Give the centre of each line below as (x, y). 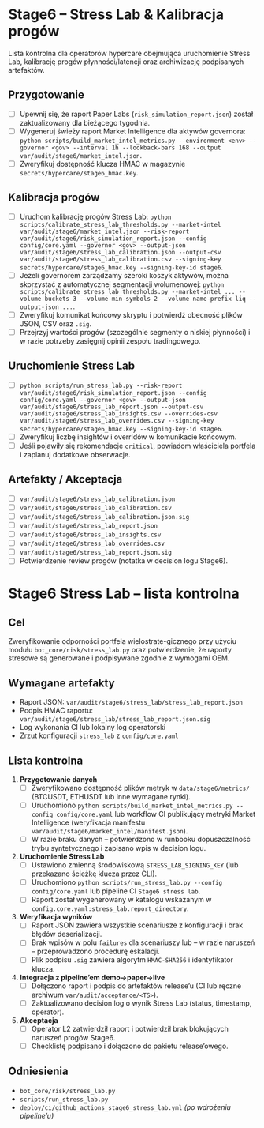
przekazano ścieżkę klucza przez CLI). (94, 874)
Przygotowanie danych (58, 779)
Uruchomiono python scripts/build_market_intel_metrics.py (132, 805)
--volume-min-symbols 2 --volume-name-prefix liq (163, 299)
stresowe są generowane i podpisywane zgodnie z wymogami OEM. (119, 658)
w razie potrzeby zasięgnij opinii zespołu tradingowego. (110, 341)
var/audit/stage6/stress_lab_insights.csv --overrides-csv (119, 414)
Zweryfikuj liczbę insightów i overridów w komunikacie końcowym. (128, 437)
